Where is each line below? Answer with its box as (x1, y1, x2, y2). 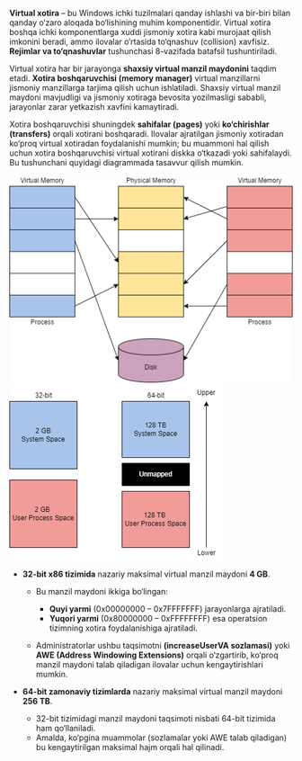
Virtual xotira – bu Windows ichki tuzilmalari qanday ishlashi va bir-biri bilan (9, 8, 291, 18)
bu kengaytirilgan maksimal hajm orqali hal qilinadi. (35, 741, 225, 752)
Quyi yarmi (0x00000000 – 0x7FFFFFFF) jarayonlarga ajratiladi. (49, 603, 287, 614)
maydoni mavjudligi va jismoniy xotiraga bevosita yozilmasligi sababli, (9, 92, 267, 103)
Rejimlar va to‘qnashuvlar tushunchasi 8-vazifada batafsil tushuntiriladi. (9, 46, 277, 57)
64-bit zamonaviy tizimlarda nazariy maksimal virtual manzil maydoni (22, 685, 283, 696)
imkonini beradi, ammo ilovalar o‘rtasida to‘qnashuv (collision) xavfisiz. (9, 36, 270, 47)
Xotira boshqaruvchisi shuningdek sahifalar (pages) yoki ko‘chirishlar (9, 119, 270, 130)
